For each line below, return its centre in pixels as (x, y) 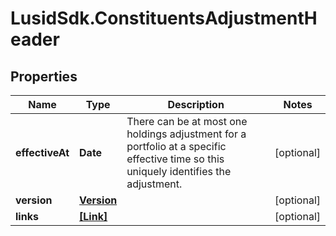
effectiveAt (42, 152)
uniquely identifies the (179, 171)
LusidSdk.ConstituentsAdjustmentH (164, 18)
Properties (44, 76)
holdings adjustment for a (186, 134)
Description (196, 104)
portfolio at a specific (176, 146)
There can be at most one (187, 121)
